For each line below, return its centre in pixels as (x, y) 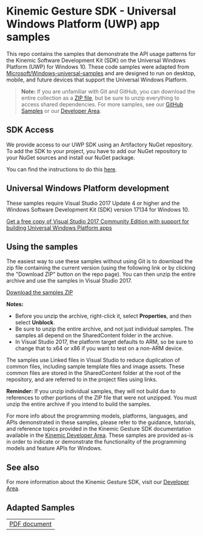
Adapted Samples (41, 508)
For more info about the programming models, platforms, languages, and (97, 416)
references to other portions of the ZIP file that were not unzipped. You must (101, 398)
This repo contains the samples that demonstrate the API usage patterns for (101, 53)
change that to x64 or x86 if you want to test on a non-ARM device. (99, 348)
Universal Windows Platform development (88, 189)
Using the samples (42, 246)
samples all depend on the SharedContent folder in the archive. (94, 335)
